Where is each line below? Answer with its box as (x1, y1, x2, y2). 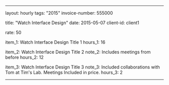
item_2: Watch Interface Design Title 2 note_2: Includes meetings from (5, 49, 151, 55)
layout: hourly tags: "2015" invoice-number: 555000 (5, 10, 113, 16)
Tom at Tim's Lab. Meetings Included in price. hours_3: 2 (5, 69, 123, 75)
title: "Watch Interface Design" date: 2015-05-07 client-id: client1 (5, 20, 139, 26)
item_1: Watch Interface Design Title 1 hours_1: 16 (5, 39, 106, 45)
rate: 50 (5, 30, 22, 35)
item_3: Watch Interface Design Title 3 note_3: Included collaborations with (5, 64, 160, 70)
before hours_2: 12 (5, 54, 44, 60)
